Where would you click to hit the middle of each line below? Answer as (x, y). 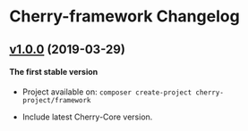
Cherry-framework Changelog (124, 16)
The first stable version (54, 72)
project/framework (56, 100)
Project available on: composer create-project (107, 92)
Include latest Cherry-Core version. (87, 117)
